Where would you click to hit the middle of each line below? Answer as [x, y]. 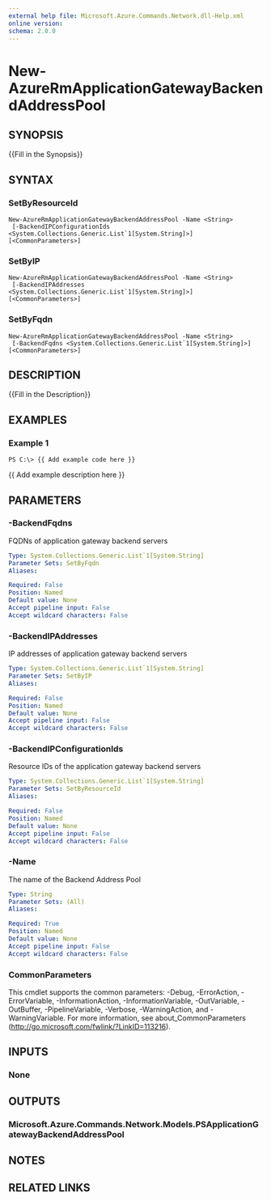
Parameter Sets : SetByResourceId [65, 789]
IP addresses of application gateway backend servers [98, 654]
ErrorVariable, [32, 1001]
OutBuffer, [25, 1010]
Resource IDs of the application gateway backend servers [105, 767]
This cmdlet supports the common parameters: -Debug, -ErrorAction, [124, 992]
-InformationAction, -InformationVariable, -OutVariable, [148, 1001]
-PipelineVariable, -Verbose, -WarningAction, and [126, 1010]
